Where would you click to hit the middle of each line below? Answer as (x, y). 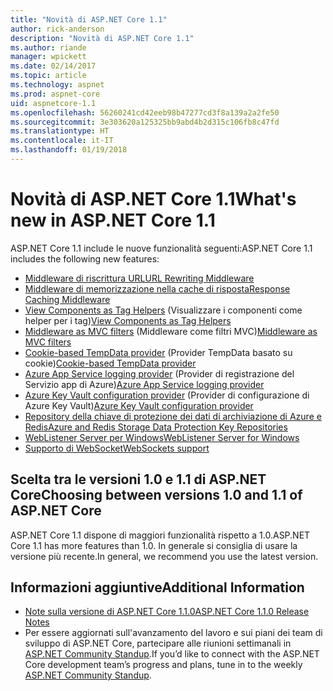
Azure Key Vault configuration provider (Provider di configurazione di (167, 395)
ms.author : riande (48, 47)
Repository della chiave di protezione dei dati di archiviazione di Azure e (173, 416)
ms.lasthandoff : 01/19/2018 (69, 150)
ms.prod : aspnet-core (55, 94)
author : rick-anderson (57, 29)
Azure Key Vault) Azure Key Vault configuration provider (139, 405)
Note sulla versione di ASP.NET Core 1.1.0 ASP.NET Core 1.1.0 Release (167, 612)
